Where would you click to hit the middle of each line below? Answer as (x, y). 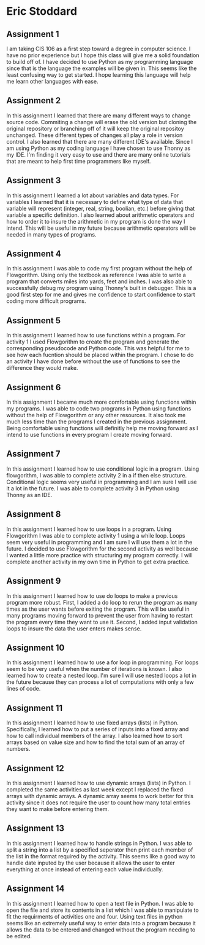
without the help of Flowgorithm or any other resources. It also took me (96, 415)
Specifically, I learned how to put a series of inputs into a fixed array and (98, 729)
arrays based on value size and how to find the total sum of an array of (95, 742)
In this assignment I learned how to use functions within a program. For (96, 335)
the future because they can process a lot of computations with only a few (100, 682)
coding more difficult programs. (46, 301)
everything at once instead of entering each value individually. (85, 869)
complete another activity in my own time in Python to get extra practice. (98, 562)
